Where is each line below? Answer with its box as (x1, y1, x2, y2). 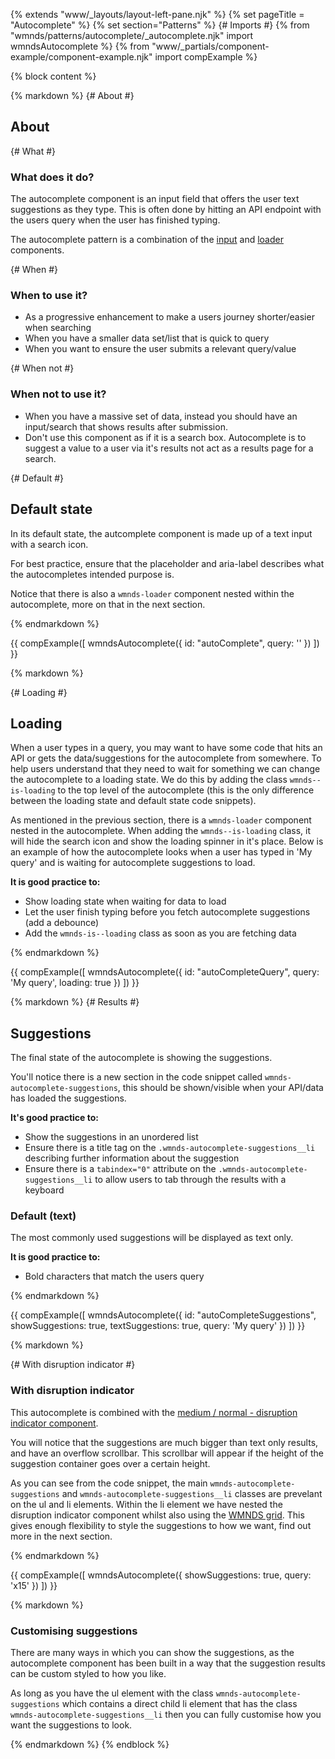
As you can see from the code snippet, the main (10, 1477, 208, 1489)
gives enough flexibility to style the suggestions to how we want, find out (10, 1519, 312, 1531)
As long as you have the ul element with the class (10, 1687, 214, 1699)
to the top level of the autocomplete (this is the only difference (57, 784, 315, 796)
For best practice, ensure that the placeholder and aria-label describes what (10, 557, 325, 569)
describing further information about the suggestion (24, 1152, 240, 1164)
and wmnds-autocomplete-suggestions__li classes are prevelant (61, 1487, 323, 1499)
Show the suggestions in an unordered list (24, 1131, 199, 1143)
